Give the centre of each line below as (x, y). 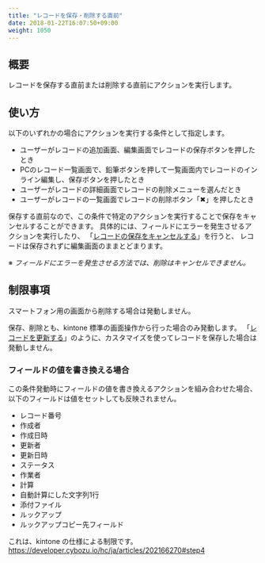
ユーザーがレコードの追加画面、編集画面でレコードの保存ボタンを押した (137, 150)
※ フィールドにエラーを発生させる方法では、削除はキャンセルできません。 (129, 263)
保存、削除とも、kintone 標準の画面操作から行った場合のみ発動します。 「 (129, 327)
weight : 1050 (30, 30)
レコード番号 (40, 416)
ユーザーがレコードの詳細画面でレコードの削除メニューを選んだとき (131, 190)
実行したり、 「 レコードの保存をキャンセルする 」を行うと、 (140, 236)
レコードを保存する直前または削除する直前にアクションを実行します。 (122, 85)
